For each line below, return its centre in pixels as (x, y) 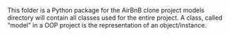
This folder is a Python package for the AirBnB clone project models (106, 10)
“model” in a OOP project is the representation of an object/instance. (107, 25)
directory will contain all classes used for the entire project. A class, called (115, 18)
